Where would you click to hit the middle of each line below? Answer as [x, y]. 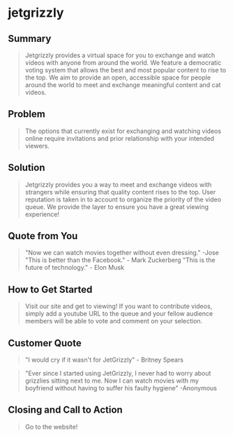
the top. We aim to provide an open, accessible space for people [118, 77]
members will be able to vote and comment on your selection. [114, 321]
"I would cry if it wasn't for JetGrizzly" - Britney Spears [104, 360]
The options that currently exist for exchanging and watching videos [123, 131]
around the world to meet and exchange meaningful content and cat [123, 85]
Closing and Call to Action [65, 410]
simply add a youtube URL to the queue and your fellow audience [119, 314]
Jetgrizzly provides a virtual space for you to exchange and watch [120, 55]
